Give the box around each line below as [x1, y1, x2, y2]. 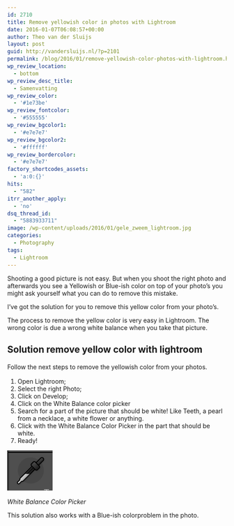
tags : [7, 246, 23, 254]
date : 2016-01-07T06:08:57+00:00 [7, 26, 104, 33]
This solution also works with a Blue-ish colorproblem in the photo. [7, 511, 199, 520]
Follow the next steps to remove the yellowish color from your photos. [7, 363, 208, 371]
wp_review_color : [7, 92, 58, 99]
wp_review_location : [7, 63, 68, 70]
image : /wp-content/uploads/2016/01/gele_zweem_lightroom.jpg [7, 225, 192, 232]
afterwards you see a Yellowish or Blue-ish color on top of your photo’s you [7, 281, 223, 290]
